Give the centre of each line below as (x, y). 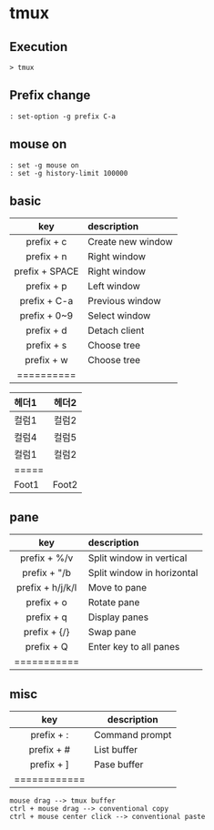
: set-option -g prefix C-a (63, 116)
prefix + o (47, 602)
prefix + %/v (46, 558)
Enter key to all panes (134, 647)
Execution (39, 47)
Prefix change (50, 95)
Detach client (116, 330)
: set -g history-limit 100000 (69, 173)
